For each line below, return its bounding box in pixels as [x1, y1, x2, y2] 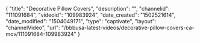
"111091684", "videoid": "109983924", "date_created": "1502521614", [5, 11, 176, 19]
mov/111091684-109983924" [5, 30, 77, 38]
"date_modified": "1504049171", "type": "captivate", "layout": [5, 18, 157, 24]
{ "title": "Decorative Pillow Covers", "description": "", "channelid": [5, 5, 170, 12]
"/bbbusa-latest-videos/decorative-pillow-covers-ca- [61, 24, 195, 31]
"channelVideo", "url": [5, 24, 61, 31]
